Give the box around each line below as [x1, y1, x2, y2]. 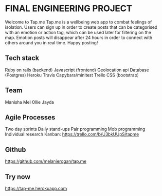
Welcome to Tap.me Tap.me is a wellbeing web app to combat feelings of [5, 19, 152, 25]
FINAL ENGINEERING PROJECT [5, 3, 132, 14]
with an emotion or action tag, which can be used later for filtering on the [5, 29, 152, 35]
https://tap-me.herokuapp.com [5, 186, 67, 191]
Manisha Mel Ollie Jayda [5, 99, 54, 105]
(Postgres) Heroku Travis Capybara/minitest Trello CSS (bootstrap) [5, 72, 139, 78]
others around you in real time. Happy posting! [5, 39, 98, 45]
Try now [5, 173, 31, 181]
